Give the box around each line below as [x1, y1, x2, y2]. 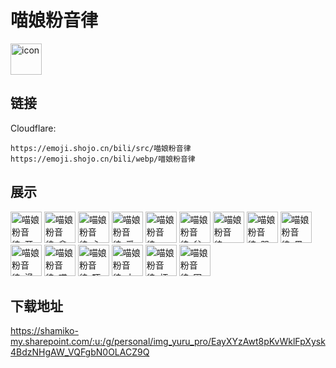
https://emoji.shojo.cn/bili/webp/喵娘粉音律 [10, 154, 196, 164]
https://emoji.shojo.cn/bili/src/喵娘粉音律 [10, 143, 192, 153]
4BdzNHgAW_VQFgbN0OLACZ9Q [10, 346, 150, 358]
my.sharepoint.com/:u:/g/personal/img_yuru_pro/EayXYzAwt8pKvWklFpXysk [10, 336, 326, 348]
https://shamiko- [10, 325, 79, 337]
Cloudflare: [10, 122, 57, 134]
